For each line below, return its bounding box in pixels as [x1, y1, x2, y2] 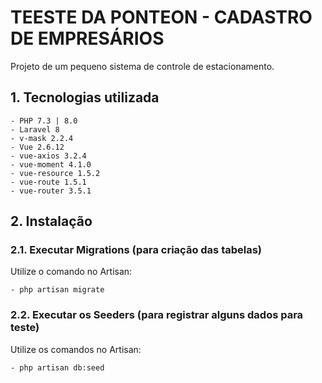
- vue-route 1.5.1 [10, 177, 87, 187]
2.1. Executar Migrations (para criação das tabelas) [10, 243, 263, 257]
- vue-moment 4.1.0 [10, 159, 92, 170]
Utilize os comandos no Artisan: [10, 343, 142, 355]
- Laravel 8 [10, 124, 60, 135]
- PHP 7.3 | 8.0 [10, 116, 78, 126]
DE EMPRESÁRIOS [10, 27, 165, 50]
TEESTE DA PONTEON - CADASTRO [10, 6, 313, 29]
